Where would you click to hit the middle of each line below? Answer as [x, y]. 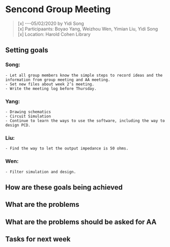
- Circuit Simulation [28, 116]
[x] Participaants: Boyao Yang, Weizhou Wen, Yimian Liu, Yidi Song [88, 28]
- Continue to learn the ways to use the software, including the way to [85, 120]
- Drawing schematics [28, 112]
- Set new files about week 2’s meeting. [50, 84]
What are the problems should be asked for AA [81, 222]
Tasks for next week [38, 239]
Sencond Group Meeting [58, 9]
